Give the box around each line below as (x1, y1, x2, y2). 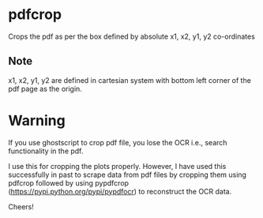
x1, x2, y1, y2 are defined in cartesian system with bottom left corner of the (8, 75, 251, 85)
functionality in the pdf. (8, 146, 84, 156)
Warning (8, 111, 66, 130)
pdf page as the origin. (8, 84, 83, 93)
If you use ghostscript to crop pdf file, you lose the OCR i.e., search (8, 137, 227, 147)
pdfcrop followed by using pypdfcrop (8, 178, 129, 187)
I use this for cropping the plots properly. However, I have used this (8, 161, 227, 171)
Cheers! (8, 201, 34, 211)
